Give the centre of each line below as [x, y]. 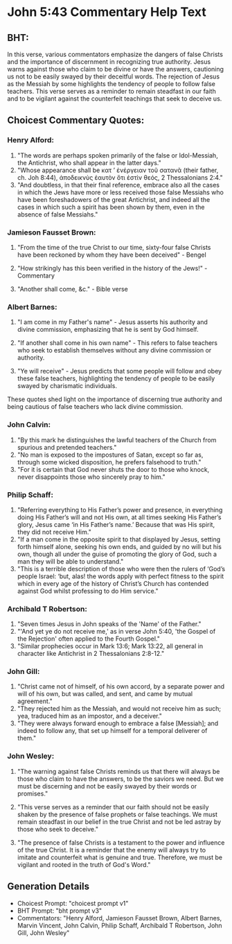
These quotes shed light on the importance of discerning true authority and [115, 399]
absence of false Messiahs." [57, 214]
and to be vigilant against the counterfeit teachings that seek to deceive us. [115, 99]
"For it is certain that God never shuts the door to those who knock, [113, 469]
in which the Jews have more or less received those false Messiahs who [120, 192]
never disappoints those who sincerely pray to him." [91, 477]
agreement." [35, 701]
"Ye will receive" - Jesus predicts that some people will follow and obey [119, 371]
